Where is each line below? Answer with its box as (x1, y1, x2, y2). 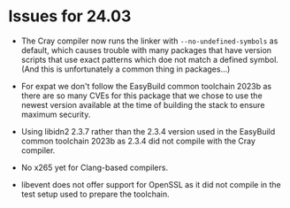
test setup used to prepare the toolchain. (20, 189, 170, 199)
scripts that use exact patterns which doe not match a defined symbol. (20, 54, 279, 65)
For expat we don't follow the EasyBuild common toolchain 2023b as (20, 81, 271, 91)
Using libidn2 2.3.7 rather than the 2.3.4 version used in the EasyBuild (20, 126, 276, 136)
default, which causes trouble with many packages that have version (20, 44, 271, 55)
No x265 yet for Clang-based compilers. (20, 162, 169, 173)
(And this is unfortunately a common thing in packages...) (20, 64, 231, 74)
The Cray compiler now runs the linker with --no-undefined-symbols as (20, 35, 279, 46)
